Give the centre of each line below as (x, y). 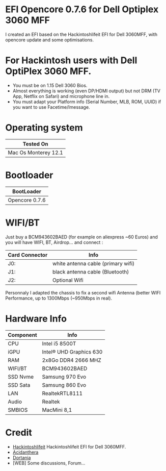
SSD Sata (19, 385)
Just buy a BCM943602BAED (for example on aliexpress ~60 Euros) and (81, 237)
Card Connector (28, 255)
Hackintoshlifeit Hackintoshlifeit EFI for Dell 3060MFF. (69, 447)
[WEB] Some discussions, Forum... (49, 463)
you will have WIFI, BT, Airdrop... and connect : (54, 242)
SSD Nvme (21, 377)
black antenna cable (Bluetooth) (91, 271)
